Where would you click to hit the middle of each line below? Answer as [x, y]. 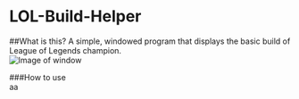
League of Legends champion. [66, 50]
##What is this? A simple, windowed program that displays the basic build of [150, 41]
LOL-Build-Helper [75, 16]
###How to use [38, 77]
